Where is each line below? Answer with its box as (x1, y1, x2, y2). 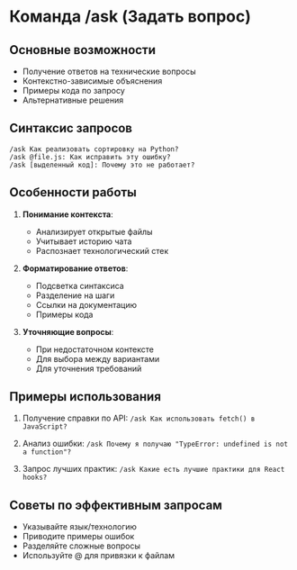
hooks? (22, 473, 48, 483)
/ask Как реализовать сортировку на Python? (9, 144, 179, 154)
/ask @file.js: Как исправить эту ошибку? (9, 152, 171, 161)
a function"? (22, 448, 72, 457)
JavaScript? (22, 422, 67, 431)
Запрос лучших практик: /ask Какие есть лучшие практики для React (22, 464, 285, 475)
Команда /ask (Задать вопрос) (9, 6, 252, 27)
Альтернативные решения (22, 95, 124, 105)
